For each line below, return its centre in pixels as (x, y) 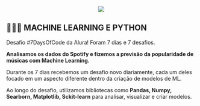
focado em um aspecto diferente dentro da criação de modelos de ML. (94, 78)
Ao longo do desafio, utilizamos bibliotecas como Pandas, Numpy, (89, 90)
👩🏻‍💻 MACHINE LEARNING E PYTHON (77, 28)
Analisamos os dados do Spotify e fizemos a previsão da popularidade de (100, 54)
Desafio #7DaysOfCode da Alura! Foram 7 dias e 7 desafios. (81, 42)
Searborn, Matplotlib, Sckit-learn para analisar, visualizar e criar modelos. (99, 96)
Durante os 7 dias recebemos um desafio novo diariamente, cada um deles (99, 72)
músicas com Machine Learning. (48, 60)
